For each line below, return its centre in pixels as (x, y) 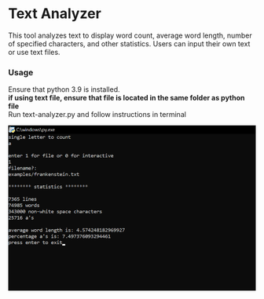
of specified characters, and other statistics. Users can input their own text (129, 43)
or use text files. (34, 52)
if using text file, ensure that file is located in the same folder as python (126, 98)
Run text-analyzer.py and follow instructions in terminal (97, 115)
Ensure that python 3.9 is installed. (64, 89)
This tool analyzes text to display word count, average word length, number (130, 35)
